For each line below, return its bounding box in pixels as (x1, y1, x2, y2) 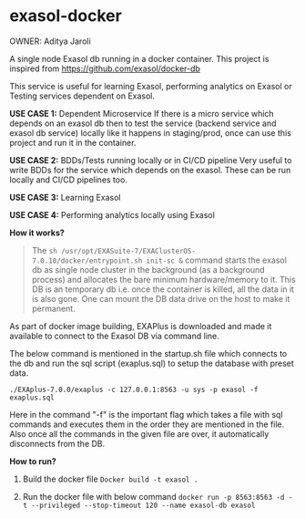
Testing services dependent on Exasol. (9, 90, 156, 101)
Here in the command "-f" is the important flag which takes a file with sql (9, 409, 284, 420)
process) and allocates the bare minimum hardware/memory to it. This (31, 274, 296, 285)
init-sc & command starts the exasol (146, 254, 287, 265)
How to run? (9, 455, 56, 466)
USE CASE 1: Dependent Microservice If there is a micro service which (9, 108, 275, 119)
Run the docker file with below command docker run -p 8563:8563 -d (22, 491, 285, 502)
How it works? (9, 227, 66, 238)
